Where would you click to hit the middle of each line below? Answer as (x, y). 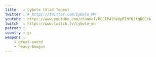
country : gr (19, 33)
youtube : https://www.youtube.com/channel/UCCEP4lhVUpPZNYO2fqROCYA (78, 19)
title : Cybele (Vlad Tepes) (37, 10)
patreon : (15, 28)
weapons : (15, 38)
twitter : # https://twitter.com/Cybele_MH (51, 14)
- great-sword (28, 42)
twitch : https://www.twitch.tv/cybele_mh (51, 24)
